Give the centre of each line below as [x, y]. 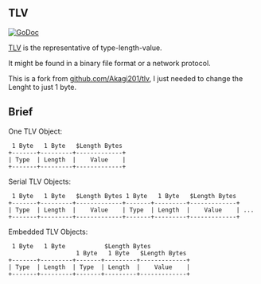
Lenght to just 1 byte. [43, 87]
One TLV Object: [35, 131]
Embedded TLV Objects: [48, 231]
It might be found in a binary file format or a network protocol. [109, 63]
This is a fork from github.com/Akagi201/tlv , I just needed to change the [126, 78]
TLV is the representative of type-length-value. [85, 48]
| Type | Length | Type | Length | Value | [99, 267]
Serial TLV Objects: [40, 181]
